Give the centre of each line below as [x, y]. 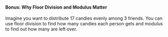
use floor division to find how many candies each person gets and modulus [84, 24]
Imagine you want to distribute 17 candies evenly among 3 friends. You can [84, 18]
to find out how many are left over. [41, 29]
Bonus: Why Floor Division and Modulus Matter [56, 7]
